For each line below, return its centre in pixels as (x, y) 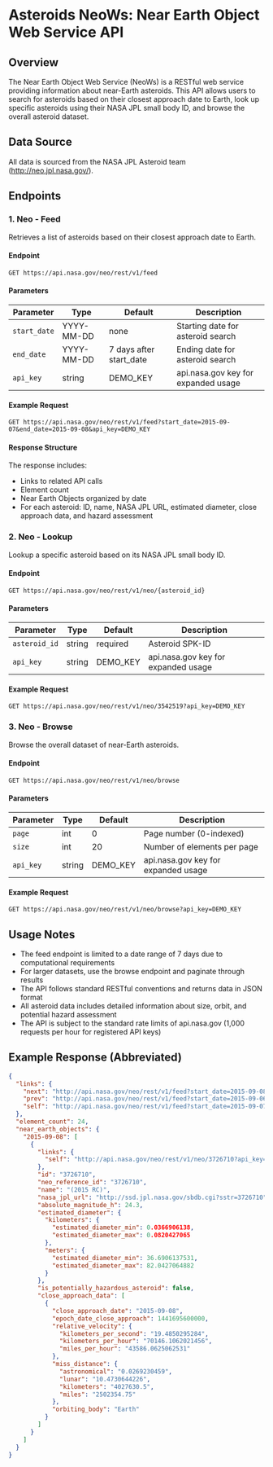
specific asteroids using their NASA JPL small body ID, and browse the (127, 108)
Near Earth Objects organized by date (83, 499)
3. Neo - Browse (41, 727)
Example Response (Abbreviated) (95, 1058)
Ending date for (206, 349)
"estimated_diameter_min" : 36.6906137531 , (125, 1258)
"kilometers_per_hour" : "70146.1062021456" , (136, 1342)
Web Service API (66, 32)
